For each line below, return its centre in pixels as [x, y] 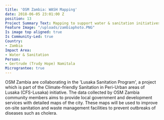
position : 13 [18, 18]
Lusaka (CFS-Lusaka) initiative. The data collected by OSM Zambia [72, 92]
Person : [13, 59]
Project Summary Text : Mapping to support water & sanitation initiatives [83, 23]
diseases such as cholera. [31, 113]
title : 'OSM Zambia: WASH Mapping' [41, 9]
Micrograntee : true [25, 69]
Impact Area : [18, 50]
